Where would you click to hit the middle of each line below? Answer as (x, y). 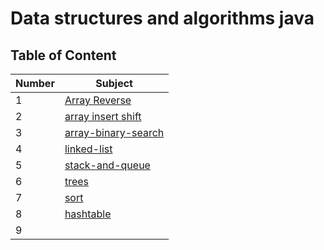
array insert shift (103, 116)
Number (35, 83)
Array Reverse (98, 100)
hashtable (88, 214)
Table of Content (63, 55)
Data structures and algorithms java (162, 18)
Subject (114, 83)
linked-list (88, 149)
